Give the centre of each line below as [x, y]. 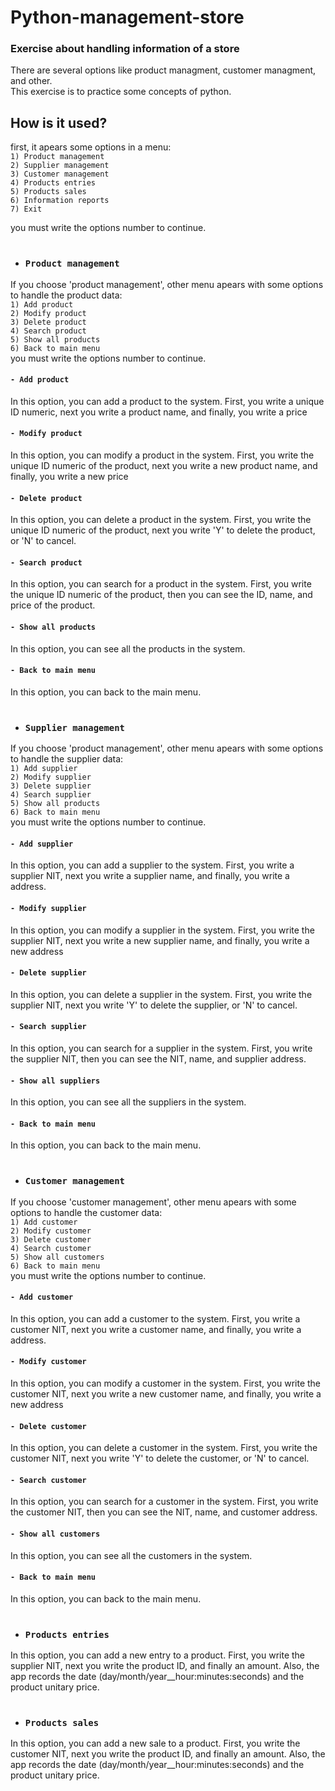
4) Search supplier [51, 795]
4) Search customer [51, 1248]
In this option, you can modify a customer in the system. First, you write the [166, 1383]
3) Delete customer [51, 1239]
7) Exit [26, 209]
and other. [31, 81]
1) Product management [57, 157]
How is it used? [59, 122]
